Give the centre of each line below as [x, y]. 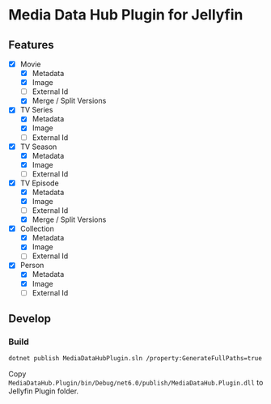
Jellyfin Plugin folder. [44, 391]
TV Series [36, 110]
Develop [30, 319]
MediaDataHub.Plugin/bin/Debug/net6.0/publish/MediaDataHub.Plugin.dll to [136, 383]
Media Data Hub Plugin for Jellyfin [126, 15]
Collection [37, 229]
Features [31, 45]
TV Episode [39, 183]
